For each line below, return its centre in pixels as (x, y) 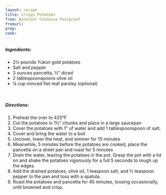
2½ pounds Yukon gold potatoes (47, 62)
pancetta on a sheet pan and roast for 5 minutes (63, 150)
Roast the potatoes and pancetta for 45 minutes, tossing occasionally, (85, 181)
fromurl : (14, 24)
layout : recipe (21, 10)
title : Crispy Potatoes (30, 15)
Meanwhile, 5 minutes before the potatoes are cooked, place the (80, 144)
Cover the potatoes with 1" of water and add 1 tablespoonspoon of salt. (87, 128)
